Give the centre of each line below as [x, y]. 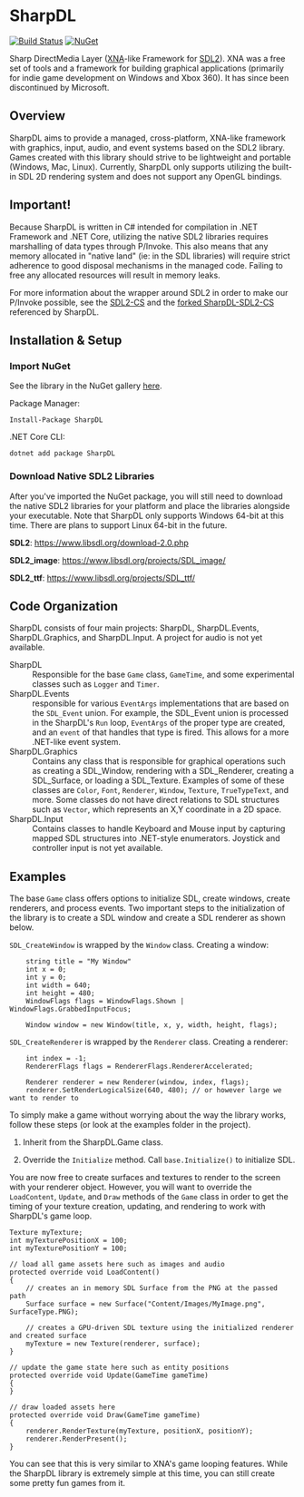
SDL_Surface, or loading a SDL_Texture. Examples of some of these [158, 780]
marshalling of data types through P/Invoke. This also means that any [139, 246]
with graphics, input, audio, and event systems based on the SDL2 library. [147, 147]
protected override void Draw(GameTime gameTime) [105, 1415]
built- [282, 166]
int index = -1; [57, 1059]
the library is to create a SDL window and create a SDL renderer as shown [147, 918]
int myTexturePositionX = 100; [69, 1241]
